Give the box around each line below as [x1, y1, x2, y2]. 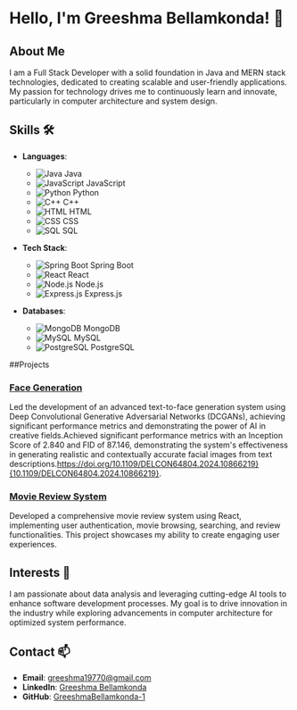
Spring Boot [90, 259, 134, 271]
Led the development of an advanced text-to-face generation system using [9, 402, 286, 413]
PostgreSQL [90, 341, 136, 352]
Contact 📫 [9, 644, 71, 659]
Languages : [21, 151, 68, 162]
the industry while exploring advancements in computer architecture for [9, 607, 274, 619]
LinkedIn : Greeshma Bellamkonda [21, 682, 147, 693]
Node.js [75, 279, 104, 289]
